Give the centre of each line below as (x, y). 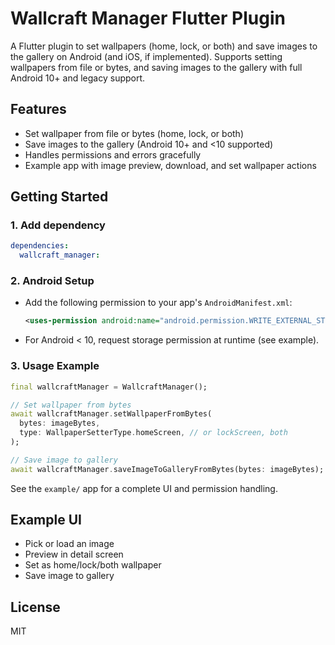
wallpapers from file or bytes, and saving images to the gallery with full (156, 67)
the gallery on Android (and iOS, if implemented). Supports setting (146, 56)
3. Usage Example (55, 366)
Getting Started (59, 197)
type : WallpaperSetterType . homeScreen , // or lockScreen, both (153, 433)
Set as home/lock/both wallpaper (93, 565)
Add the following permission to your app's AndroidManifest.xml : (158, 303)
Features (38, 109)
